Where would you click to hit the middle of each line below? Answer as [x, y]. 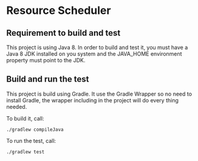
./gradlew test [26, 152]
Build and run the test [48, 79]
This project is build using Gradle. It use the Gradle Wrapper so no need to [99, 94]
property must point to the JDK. [46, 60]
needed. [17, 107]
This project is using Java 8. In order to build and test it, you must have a [97, 47]
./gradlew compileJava [35, 130]
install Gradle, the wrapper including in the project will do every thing [93, 100]
